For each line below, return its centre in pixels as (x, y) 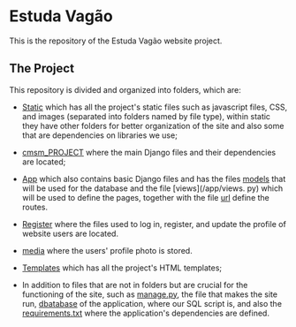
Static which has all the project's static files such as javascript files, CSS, (155, 107)
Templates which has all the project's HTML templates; (122, 268)
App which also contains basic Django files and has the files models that (154, 179)
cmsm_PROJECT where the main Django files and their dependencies (149, 152)
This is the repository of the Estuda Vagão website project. (116, 41)
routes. (35, 207)
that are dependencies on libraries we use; (100, 135)
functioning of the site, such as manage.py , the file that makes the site (150, 294)
